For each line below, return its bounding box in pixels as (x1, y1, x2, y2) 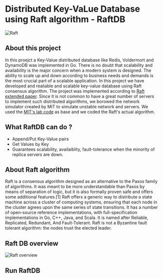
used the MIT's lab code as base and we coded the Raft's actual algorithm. (5, 109, 155, 115)
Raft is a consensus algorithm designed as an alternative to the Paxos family (5, 179, 158, 184)
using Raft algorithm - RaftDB (5, 14, 126, 25)
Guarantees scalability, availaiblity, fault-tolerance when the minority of (12, 146, 155, 152)
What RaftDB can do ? (5, 123, 72, 131)
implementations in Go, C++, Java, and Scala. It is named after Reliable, (5, 215, 148, 220)
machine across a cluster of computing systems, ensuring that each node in (5, 199, 157, 205)
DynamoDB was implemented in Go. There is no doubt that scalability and (5, 62, 153, 68)
